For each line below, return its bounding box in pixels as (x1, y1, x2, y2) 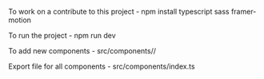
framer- (230, 7, 257, 16)
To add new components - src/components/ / (8, 46, 156, 55)
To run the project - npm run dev (8, 31, 116, 40)
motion (8, 15, 32, 25)
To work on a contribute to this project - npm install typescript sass (8, 7, 230, 16)
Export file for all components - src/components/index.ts (8, 61, 195, 71)
